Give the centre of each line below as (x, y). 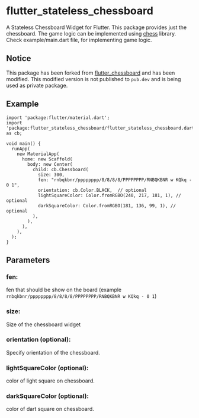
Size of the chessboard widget (44, 324)
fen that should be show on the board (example (64, 290)
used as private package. (37, 85)
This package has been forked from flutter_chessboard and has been (91, 73)
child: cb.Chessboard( (60, 169)
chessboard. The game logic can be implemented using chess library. (91, 33)
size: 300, (51, 175)
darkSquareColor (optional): (47, 396)
